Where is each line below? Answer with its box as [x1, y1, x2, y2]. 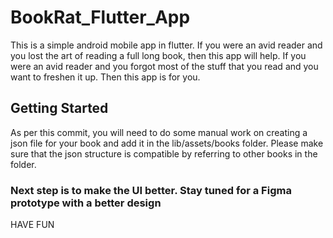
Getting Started [10, 100, 109, 117]
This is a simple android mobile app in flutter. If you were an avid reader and [10, 39, 323, 51]
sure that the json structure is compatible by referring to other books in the [10, 147, 318, 160]
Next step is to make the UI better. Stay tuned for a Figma [10, 183, 292, 197]
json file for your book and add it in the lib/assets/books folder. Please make [10, 137, 324, 149]
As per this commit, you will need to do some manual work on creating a [10, 126, 308, 138]
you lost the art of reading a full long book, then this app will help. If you [10, 49, 307, 61]
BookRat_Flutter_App [10, 6, 191, 29]
